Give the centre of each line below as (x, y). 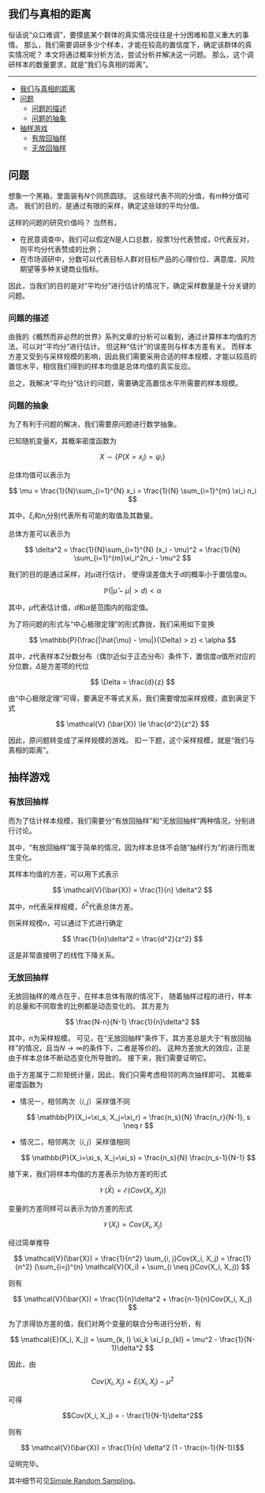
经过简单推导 (29, 1242)
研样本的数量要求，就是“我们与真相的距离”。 (80, 64)
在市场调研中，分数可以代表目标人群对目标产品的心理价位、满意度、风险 (137, 258)
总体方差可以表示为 (39, 533)
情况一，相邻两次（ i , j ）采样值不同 (75, 1102)
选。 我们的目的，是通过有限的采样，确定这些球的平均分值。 (106, 205)
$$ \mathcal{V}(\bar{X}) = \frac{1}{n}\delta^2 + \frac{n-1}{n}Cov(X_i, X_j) (132, 1299)
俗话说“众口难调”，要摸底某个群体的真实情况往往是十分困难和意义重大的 (125, 35)
